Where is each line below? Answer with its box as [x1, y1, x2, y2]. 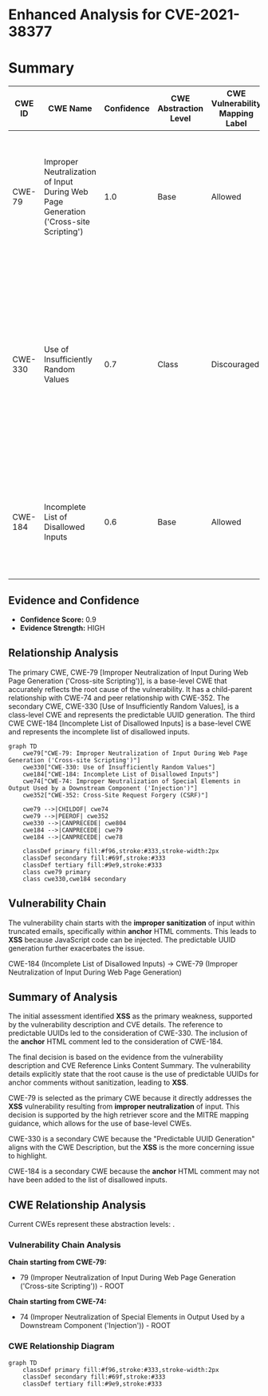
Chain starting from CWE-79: [8, 1257, 107, 1267]
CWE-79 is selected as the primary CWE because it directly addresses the [8, 1093, 253, 1103]
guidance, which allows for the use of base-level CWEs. [8, 1119, 192, 1129]
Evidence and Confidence [8, 593, 140, 607]
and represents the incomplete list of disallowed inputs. [8, 726, 190, 736]
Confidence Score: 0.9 [19, 615, 97, 624]
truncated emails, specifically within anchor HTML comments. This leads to [8, 926, 257, 935]
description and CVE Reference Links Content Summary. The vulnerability [8, 1061, 251, 1070]
